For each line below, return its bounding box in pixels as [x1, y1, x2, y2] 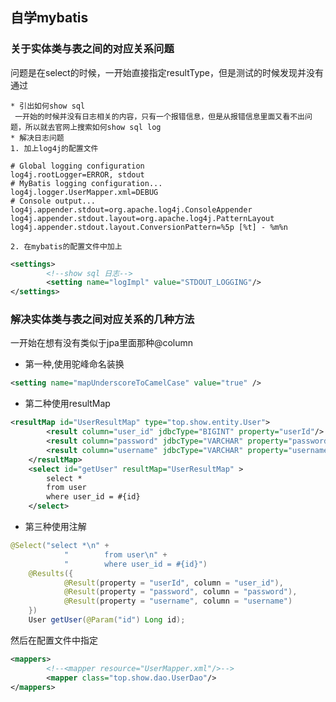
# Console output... [10, 196, 97, 206]
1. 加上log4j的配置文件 [10, 143, 99, 153]
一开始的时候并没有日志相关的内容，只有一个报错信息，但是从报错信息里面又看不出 [14, 111, 305, 122]
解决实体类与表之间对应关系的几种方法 [10, 313, 195, 327]
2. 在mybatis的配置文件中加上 [10, 241, 123, 252]
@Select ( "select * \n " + [10, 541, 110, 551]
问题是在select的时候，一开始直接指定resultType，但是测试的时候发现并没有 [10, 66, 325, 78]
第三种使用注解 [24, 521, 87, 533]
